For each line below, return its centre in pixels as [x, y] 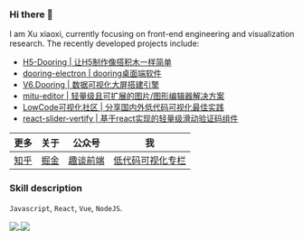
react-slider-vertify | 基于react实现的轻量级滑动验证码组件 [130, 119]
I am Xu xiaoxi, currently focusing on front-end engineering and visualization [152, 34]
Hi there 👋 [32, 14]
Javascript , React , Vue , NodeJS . [66, 208]
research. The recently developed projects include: [104, 43]
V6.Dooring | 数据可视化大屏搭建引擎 [91, 85]
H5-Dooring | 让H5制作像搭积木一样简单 [97, 62]
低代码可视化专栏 [150, 161]
